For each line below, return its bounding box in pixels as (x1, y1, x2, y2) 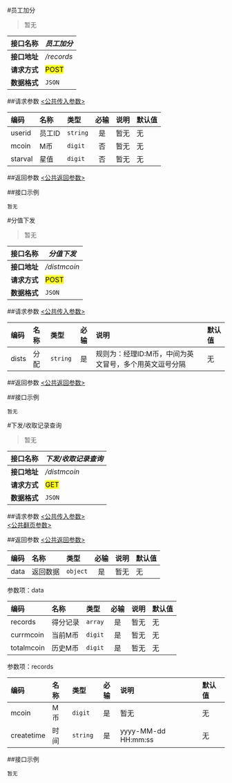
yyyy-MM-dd (119, 726, 166, 735)
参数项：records (7, 662, 54, 670)
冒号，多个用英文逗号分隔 (102, 360, 186, 369)
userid (10, 128, 32, 137)
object (66, 568, 88, 575)
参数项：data (7, 586, 44, 594)
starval (10, 154, 33, 164)
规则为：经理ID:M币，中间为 (95, 349, 187, 358)
